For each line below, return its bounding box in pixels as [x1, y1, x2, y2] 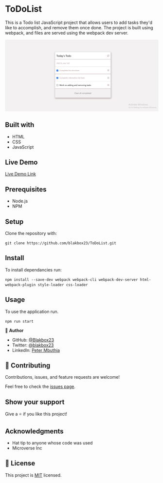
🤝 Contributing [5, 361, 51, 369]
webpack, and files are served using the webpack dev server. [5, 30, 128, 36]
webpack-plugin [5, 282, 36, 287]
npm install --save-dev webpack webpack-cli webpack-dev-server [5, 277, 138, 282]
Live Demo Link [5, 171, 36, 177]
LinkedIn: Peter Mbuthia [12, 347, 60, 353]
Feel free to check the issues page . [5, 384, 75, 389]
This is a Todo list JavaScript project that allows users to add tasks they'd [5, 19, 152, 25]
